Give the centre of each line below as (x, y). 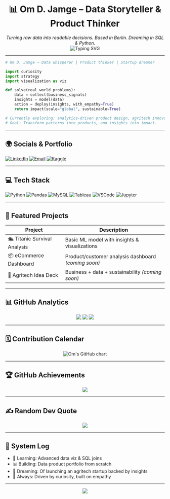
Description (114, 230)
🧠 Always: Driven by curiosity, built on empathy (62, 477)
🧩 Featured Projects (37, 216)
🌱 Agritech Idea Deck (33, 275)
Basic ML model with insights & (102, 239)
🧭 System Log (27, 446)
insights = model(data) (39, 100)
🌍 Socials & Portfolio (39, 144)
